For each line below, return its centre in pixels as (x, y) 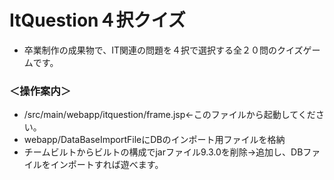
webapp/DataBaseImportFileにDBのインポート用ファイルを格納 (154, 140)
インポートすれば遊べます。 (107, 165)
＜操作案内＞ (40, 91)
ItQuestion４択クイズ (97, 20)
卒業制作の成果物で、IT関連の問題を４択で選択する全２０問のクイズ (163, 50)
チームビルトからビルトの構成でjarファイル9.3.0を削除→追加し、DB (163, 152)
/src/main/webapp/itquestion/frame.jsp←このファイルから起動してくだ (169, 115)
